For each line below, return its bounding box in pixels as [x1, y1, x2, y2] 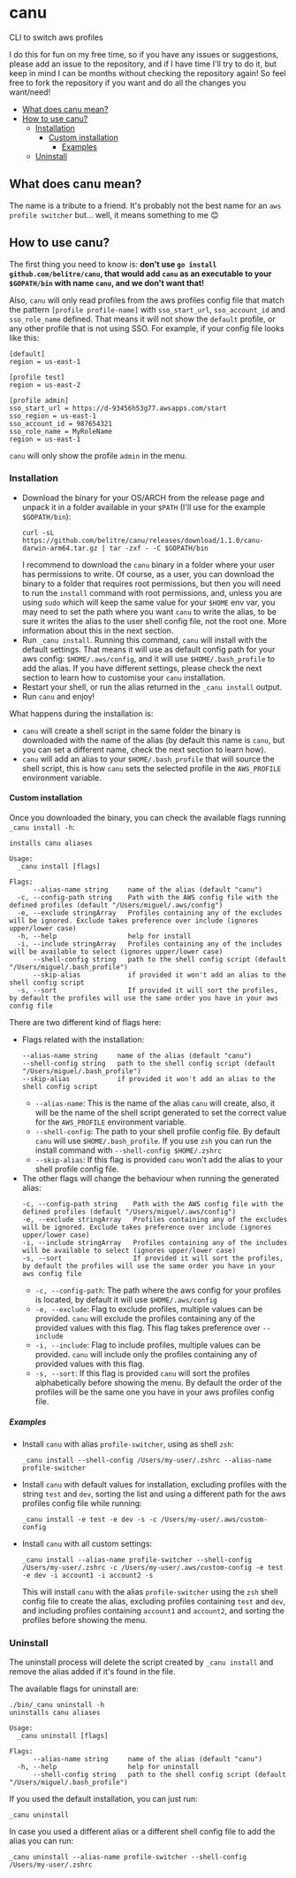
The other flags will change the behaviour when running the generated [21, 1173, 280, 1184]
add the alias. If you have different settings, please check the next [21, 662, 262, 673]
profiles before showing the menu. [21, 1615, 148, 1626]
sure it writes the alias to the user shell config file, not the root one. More [21, 615, 287, 626]
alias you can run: [9, 1835, 74, 1846]
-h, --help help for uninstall [17, 1763, 200, 1772]
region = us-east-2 [9, 380, 81, 390]
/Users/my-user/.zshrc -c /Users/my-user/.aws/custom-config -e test [21, 1564, 285, 1573]
